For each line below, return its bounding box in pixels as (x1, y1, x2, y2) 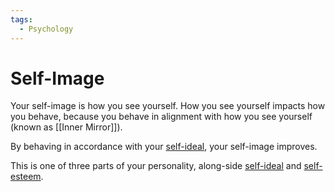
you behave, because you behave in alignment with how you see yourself (10, 111, 313, 123)
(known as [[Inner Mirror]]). (10, 121, 123, 133)
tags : (10, 14, 33, 25)
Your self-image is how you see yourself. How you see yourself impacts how (10, 100, 326, 112)
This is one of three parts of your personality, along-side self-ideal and (10, 160, 302, 172)
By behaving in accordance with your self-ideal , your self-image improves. (10, 141, 318, 153)
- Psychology (19, 24, 74, 34)
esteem (10, 171, 42, 183)
